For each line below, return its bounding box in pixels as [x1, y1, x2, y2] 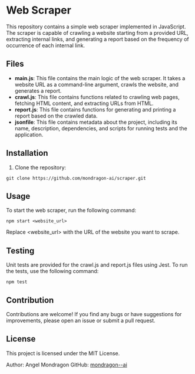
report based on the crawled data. [14, 112, 98, 119]
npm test [6, 279, 28, 285]
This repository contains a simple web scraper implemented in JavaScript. [6, 23, 186, 30]
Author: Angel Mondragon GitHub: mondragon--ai [6, 361, 128, 368]
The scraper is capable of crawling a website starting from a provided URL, [6, 29, 189, 36]
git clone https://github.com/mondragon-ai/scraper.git [6, 175, 146, 181]
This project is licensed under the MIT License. [6, 349, 120, 357]
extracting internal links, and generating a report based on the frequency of [6, 35, 190, 42]
